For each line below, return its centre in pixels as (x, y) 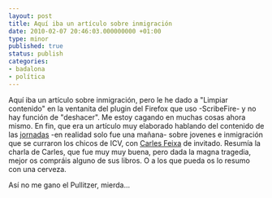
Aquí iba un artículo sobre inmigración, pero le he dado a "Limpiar (119, 99)
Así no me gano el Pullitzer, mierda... (69, 185)
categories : (28, 62)
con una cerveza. (37, 169)
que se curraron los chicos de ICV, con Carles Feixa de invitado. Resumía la (135, 143)
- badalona (27, 69)
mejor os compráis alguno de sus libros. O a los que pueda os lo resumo (129, 161)
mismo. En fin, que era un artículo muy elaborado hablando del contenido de (136, 125)
